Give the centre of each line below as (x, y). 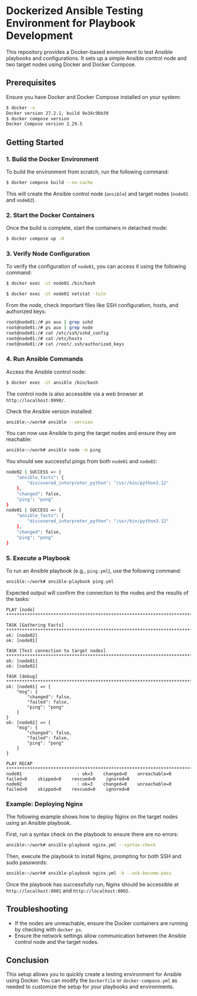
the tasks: (18, 599)
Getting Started (35, 142)
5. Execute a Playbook (38, 558)
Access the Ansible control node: (46, 372)
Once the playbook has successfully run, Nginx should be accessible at (92, 884)
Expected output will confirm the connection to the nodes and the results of (97, 593)
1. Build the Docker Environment (52, 159)
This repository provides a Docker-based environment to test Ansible (89, 52)
